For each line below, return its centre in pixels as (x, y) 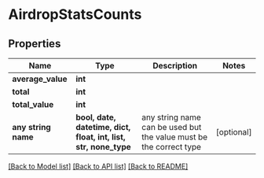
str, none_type (103, 147)
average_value (40, 79)
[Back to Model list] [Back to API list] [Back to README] (98, 166)
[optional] (234, 132)
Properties (35, 44)
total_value (33, 104)
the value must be (174, 137)
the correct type (171, 147)
